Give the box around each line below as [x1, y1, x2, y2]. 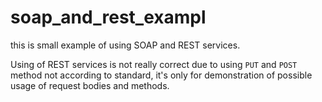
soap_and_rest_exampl [10, 6, 207, 29]
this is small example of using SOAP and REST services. [10, 39, 241, 51]
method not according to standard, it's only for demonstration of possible [10, 69, 313, 81]
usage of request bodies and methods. [10, 79, 170, 91]
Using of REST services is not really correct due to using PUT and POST [10, 58, 298, 70]
